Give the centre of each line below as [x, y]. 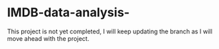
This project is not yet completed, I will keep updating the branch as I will [110, 31]
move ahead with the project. [48, 38]
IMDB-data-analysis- [68, 13]
